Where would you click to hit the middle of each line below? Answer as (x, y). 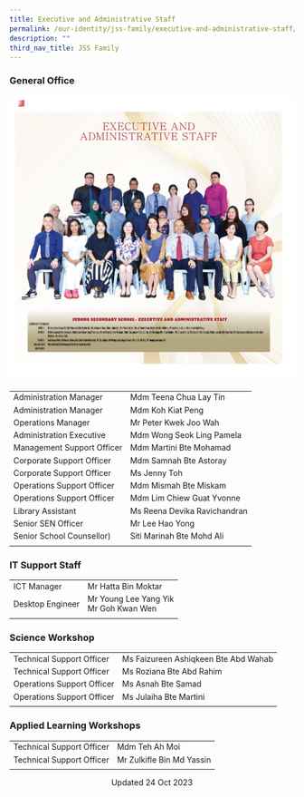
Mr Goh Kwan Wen (122, 608)
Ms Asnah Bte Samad (161, 684)
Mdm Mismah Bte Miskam (178, 486)
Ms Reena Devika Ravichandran (189, 510)
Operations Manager (52, 423)
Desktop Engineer (47, 604)
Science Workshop (52, 637)
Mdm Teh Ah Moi (149, 747)
